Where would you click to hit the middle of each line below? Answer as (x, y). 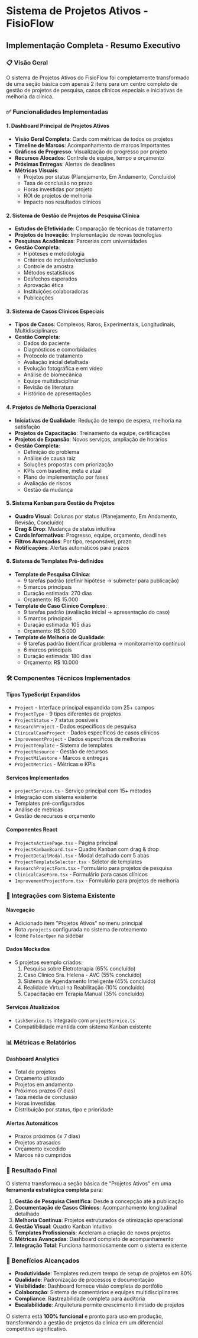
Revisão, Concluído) (39, 523)
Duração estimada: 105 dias (57, 625)
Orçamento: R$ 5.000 (50, 631)
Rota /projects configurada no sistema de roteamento (81, 929)
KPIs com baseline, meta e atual (62, 470)
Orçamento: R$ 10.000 (51, 662)
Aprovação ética (43, 285)
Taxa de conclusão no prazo (58, 183)
